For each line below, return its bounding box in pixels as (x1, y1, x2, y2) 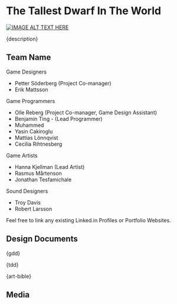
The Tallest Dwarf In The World (6, 4, 161, 18)
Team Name (6, 52, 51, 63)
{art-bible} (6, 273, 31, 280)
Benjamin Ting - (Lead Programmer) (14, 115, 103, 122)
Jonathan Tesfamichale (14, 176, 72, 183)
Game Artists (6, 152, 38, 159)
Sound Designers (6, 187, 48, 194)
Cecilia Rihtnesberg (14, 140, 63, 148)
